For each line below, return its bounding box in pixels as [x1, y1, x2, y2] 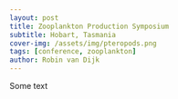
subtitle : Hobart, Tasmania [9, 30, 117, 39]
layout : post [9, 13, 59, 23]
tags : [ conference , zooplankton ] [9, 47, 137, 56]
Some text [9, 81, 48, 91]
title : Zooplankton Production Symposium [9, 22, 170, 31]
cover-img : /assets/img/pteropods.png [9, 38, 157, 48]
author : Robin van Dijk [9, 55, 100, 64]
